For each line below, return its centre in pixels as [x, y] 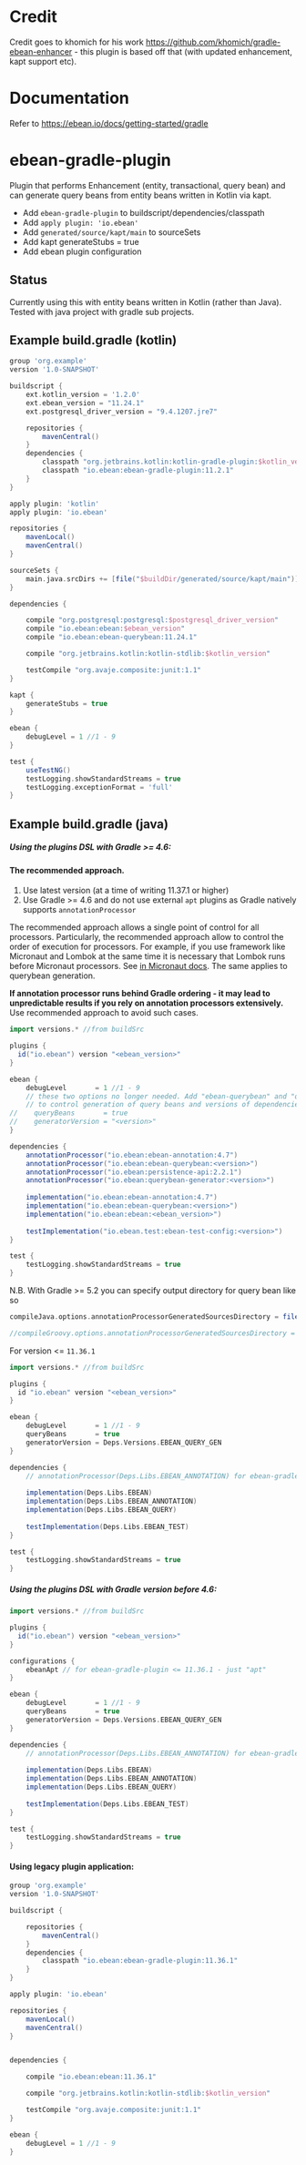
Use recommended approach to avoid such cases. [104, 1013]
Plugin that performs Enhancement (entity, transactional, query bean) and [148, 185]
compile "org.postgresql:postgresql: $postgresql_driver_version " [153, 620]
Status [29, 280]
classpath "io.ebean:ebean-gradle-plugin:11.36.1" [140, 1961]
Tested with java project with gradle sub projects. [102, 311]
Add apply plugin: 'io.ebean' [81, 222]
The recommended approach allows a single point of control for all [134, 927]
